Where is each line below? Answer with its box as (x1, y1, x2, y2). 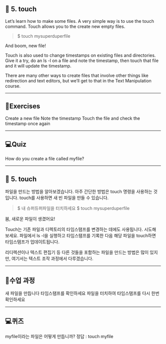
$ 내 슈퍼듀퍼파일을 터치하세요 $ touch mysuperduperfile (17, 206, 130, 211)
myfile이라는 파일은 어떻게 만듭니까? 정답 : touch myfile (5, 333, 114, 339)
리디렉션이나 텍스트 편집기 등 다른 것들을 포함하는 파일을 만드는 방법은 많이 (5, 249, 149, 256)
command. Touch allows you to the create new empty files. (5, 23, 125, 29)
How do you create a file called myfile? (5, 156, 84, 162)
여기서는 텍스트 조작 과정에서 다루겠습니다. (11, 256, 94, 262)
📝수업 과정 (5, 276, 36, 284)
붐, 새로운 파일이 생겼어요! (5, 216, 55, 222)
